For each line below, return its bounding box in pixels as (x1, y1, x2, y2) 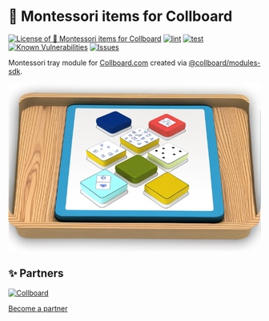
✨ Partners (8, 266, 64, 280)
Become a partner (8, 303, 68, 313)
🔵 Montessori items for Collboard (8, 7, 233, 26)
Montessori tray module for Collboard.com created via (8, 58, 187, 67)
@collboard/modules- (188, 58, 261, 67)
